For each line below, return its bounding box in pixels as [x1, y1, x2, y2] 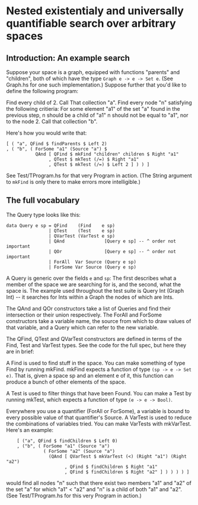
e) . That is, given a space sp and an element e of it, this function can [6, 372, 174, 379]
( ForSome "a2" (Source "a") [43, 448, 116, 454]
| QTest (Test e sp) [48, 228, 116, 234]
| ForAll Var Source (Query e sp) [48, 259, 136, 265]
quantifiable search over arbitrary [6, 17, 176, 30]
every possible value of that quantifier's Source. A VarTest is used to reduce [6, 414, 192, 421]
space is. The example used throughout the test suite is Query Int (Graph [6, 287, 184, 294]
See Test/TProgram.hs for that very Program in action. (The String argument [6, 172, 193, 179]
